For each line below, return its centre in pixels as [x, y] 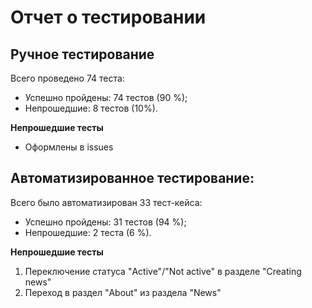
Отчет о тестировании [108, 17]
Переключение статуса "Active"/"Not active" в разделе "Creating [163, 271]
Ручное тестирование [82, 54]
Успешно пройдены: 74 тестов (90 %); [106, 97]
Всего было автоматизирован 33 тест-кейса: [106, 202]
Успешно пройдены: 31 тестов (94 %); [105, 222]
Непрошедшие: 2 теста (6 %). [88, 232]
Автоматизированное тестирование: [132, 178]
